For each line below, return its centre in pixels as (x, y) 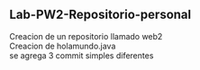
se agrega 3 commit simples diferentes (82, 55)
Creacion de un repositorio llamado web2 (86, 36)
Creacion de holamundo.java (63, 46)
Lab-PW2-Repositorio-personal (100, 15)
